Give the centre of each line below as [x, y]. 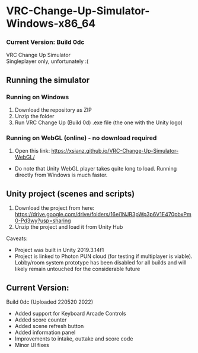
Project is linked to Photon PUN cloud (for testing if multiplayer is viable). [103, 256]
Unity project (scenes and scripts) [71, 193]
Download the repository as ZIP [53, 110]
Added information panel [45, 332]
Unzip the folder [34, 116]
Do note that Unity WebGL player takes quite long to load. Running [96, 169]
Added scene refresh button [49, 326]
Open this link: [32, 151]
